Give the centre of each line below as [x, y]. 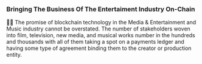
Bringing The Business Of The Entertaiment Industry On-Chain [101, 9]
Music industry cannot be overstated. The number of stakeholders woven [98, 29]
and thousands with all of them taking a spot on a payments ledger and [95, 42]
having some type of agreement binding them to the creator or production [99, 48]
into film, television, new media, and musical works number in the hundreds [101, 35]
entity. [14, 55]
